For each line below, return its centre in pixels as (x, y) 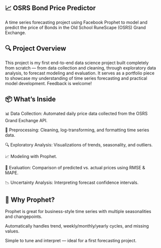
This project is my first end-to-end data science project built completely (77, 63)
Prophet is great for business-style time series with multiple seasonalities (78, 212)
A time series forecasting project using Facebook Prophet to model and (76, 22)
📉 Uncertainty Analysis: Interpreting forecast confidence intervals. (72, 183)
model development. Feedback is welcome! (48, 83)
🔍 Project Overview (36, 48)
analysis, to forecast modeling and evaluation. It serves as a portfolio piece (80, 73)
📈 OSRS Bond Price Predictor (50, 8)
